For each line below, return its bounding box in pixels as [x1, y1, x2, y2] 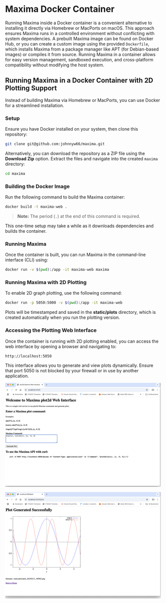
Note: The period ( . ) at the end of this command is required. [17, 213, 141, 219]
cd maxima [5, 171, 26, 176]
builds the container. [5, 228, 47, 234]
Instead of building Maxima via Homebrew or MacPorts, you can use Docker [5, 97, 161, 103]
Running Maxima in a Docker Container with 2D [5, 76, 154, 85]
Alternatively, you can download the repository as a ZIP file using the [5, 150, 145, 156]
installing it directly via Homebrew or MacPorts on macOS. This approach [5, 25, 155, 31]
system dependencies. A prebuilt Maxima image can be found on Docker [5, 36, 154, 42]
